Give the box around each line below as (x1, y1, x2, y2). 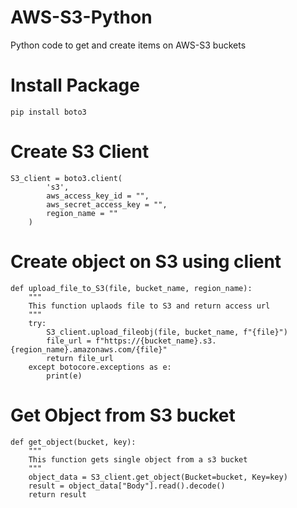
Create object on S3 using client (10, 251, 282, 273)
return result (28, 489, 87, 500)
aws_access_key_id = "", (46, 191, 150, 201)
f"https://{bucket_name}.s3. (95, 336, 217, 346)
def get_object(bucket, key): (10, 437, 137, 447)
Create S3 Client (10, 141, 150, 163)
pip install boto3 (10, 107, 87, 117)
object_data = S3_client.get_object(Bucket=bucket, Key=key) (28, 472, 288, 482)
